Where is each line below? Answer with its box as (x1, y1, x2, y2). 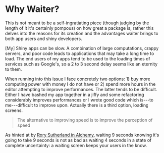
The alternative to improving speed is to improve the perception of (17, 117, 153, 123)
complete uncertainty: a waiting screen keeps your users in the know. (5, 142, 147, 148)
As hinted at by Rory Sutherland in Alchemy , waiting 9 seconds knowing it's (5, 132, 160, 138)
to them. (5, 66, 22, 72)
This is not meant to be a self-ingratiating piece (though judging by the (5, 20, 150, 26)
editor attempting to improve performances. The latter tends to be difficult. (5, 86, 158, 92)
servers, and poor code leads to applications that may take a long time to (5, 51, 155, 56)
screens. (5, 107, 23, 113)
